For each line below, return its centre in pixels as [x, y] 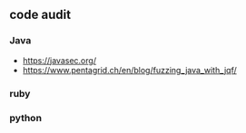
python [26, 118]
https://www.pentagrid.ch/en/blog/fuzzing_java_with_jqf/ [130, 70]
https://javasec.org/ [59, 60]
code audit [40, 15]
